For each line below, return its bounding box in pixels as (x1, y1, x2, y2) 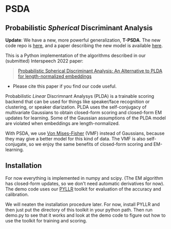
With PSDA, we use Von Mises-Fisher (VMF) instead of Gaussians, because (5, 130, 165, 136)
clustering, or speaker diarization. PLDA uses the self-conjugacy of (5, 104, 147, 110)
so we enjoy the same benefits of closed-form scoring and (29, 141, 153, 147)
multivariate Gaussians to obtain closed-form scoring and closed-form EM (5, 110, 162, 115)
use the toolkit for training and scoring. (5, 217, 87, 223)
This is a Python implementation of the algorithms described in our (5, 52, 146, 58)
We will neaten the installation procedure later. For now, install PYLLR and (5, 201, 160, 207)
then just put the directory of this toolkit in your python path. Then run (5, 206, 153, 213)
